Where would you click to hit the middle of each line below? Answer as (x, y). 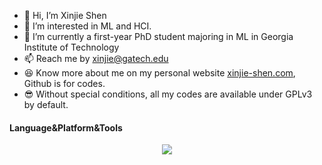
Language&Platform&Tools (66, 127)
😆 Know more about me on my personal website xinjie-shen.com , (159, 73)
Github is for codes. (64, 83)
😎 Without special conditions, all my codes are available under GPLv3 (168, 94)
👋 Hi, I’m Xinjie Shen (65, 15)
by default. (46, 104)
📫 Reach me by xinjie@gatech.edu (96, 58)
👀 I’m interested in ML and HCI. (87, 26)
